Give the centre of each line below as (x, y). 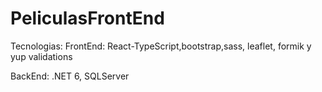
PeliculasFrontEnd (87, 18)
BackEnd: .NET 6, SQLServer (70, 76)
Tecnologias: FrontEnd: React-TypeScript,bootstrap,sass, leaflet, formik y (161, 46)
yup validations (41, 56)
